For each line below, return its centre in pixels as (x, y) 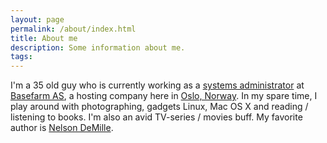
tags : (21, 57)
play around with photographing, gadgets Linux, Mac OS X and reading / (159, 107)
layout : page (37, 19)
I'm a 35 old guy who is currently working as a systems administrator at (157, 85)
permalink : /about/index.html (73, 29)
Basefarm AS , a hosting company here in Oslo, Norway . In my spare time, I (164, 96)
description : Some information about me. (98, 47)
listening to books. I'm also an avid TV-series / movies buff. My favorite (156, 117)
